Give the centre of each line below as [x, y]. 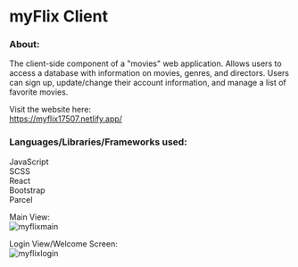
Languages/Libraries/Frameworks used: [98, 142]
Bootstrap [28, 190]
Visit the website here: [50, 110]
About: [25, 45]
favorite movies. [39, 92]
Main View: [30, 217]
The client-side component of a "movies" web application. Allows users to [146, 63]
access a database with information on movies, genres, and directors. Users [149, 73]
